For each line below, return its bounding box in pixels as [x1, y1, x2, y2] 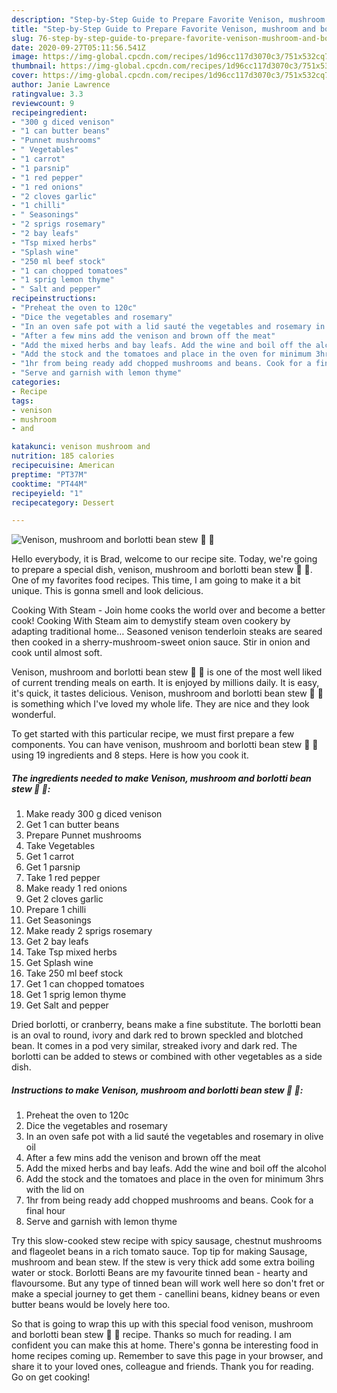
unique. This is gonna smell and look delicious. [11, 585, 204, 597]
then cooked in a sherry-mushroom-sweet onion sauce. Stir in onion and [11, 636, 311, 648]
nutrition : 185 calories [11, 451, 115, 461]
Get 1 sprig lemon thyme [25, 989, 127, 1001]
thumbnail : [11, 61, 57, 71]
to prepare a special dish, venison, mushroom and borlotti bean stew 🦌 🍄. [11, 564, 313, 576]
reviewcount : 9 [11, 98, 75, 108]
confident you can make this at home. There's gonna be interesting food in [11, 1339, 319, 1351]
